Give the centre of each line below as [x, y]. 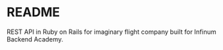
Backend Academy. [35, 39]
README [33, 12]
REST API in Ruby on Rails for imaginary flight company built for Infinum [112, 32]
